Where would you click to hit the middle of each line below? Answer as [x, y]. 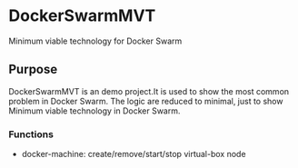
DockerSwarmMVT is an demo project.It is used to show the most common [149, 91]
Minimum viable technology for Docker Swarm [95, 41]
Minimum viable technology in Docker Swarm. [94, 111]
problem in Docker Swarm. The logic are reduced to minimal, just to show [146, 101]
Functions [31, 134]
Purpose [33, 69]
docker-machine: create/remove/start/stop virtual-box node [134, 154]
